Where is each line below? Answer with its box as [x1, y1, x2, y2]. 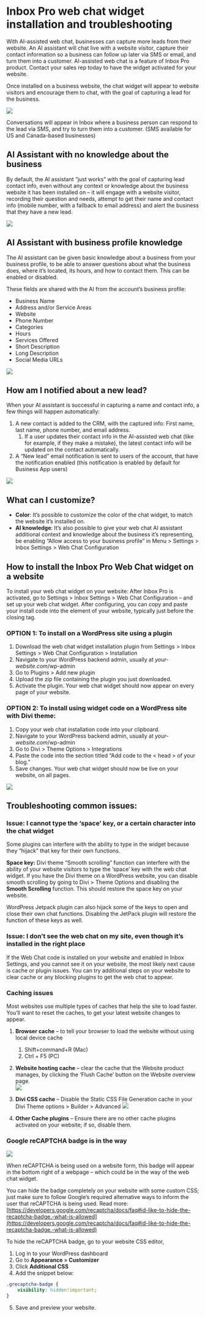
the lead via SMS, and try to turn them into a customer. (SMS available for [6, 125, 192, 133]
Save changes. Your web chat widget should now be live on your [15, 765, 179, 772]
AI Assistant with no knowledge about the [6, 149, 170, 160]
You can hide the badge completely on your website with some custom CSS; [6, 1187, 199, 1194]
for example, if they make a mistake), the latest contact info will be [24, 439, 192, 447]
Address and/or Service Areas [15, 303, 92, 311]
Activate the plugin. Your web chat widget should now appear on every [15, 682, 195, 689]
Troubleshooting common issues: [6, 800, 138, 811]
